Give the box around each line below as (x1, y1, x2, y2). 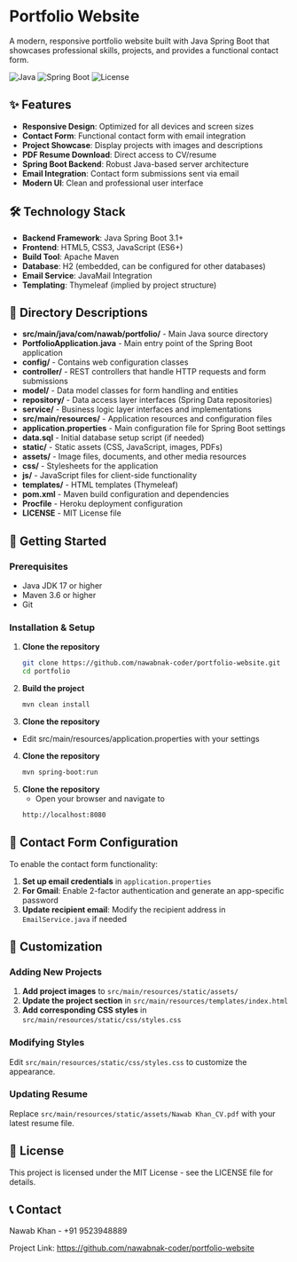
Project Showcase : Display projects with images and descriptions (21, 139, 263, 150)
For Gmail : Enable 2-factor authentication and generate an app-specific (21, 885, 285, 895)
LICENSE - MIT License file (21, 508, 121, 518)
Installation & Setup (9, 621, 96, 634)
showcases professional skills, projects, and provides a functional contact (9, 44, 279, 55)
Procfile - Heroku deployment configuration (21, 499, 184, 509)
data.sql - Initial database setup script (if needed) (21, 432, 205, 443)
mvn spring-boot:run (21, 768, 98, 777)
